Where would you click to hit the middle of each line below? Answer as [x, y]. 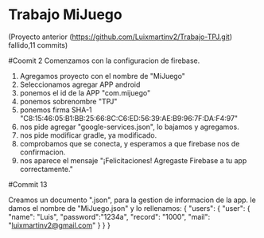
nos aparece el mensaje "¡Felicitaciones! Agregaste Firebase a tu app [133, 160]
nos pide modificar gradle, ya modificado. [88, 135]
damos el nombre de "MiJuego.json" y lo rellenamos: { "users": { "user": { [129, 208]
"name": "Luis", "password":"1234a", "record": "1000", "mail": [109, 217]
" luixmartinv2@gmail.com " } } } [60, 225]
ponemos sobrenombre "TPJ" [68, 101]
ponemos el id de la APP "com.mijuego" [85, 92]
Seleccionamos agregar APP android [80, 84]
